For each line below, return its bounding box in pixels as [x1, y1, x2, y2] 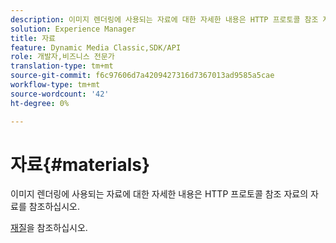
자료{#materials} [10, 153, 151, 176]
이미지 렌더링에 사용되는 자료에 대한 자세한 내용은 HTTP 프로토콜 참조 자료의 [10, 188, 309, 200]
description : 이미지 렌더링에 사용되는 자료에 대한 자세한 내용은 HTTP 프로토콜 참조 [10, 14, 319, 25]
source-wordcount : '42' [10, 89, 110, 99]
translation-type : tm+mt [10, 61, 114, 71]
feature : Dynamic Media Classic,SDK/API [10, 42, 182, 53]
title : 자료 [10, 33, 57, 43]
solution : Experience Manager [10, 24, 137, 34]
